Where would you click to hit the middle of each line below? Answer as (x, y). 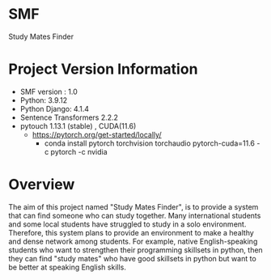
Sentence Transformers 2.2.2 (69, 117)
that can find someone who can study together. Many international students (135, 215)
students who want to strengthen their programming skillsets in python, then (135, 250)
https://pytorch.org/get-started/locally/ (97, 134)
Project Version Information (103, 69)
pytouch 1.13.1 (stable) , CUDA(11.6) (78, 125)
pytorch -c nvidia (79, 151)
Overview (42, 185)
